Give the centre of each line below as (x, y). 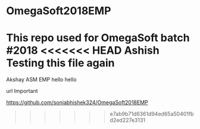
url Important (22, 91)
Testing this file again (60, 63)
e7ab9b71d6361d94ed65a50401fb (152, 114)
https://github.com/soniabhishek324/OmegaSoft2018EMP (77, 102)
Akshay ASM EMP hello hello (41, 80)
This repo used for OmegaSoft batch (98, 38)
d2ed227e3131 (128, 120)
